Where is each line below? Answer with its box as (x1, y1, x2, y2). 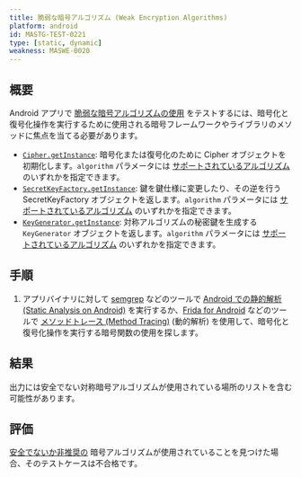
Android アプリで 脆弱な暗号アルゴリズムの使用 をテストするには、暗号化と (9, 107, 289, 118)
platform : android (9, 22, 78, 31)
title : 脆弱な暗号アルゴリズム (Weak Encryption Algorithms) (9, 13, 228, 22)
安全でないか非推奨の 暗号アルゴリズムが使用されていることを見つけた (9, 446, 271, 458)
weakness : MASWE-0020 (9, 47, 91, 56)
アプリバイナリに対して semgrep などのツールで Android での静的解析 (22, 293, 282, 304)
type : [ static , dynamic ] (9, 38, 102, 48)
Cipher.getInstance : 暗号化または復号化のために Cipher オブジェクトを (22, 149, 287, 160)
